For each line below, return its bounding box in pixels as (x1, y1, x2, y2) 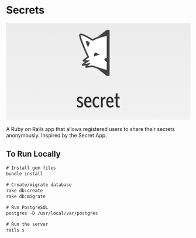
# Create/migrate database (6, 182, 72, 188)
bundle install (6, 171, 43, 177)
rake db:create (6, 188, 43, 194)
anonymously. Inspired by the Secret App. (6, 132, 107, 139)
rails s (6, 227, 25, 233)
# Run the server (6, 222, 49, 227)
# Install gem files (6, 165, 57, 171)
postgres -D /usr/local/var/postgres (6, 211, 98, 216)
